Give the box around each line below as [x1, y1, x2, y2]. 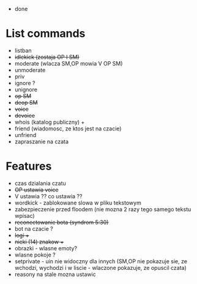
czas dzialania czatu [14, 179, 67, 187]
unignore [14, 86, 38, 93]
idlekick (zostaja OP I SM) [14, 53, 80, 61]
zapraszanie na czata [14, 138, 69, 145]
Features [6, 159, 52, 173]
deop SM [14, 99, 38, 106]
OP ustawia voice [14, 186, 59, 193]
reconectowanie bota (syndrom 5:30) [14, 219, 109, 226]
